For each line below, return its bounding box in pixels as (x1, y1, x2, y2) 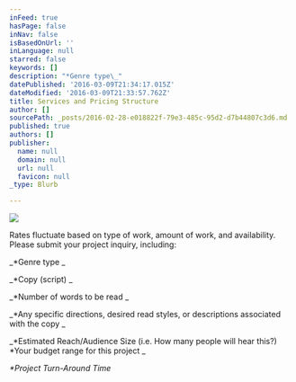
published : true (9, 122, 70, 131)
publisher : (9, 138, 50, 147)
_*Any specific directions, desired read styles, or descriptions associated (9, 309, 282, 320)
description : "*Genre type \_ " (9, 72, 123, 81)
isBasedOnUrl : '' (9, 38, 75, 48)
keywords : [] (9, 64, 58, 73)
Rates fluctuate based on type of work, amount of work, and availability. (9, 230, 276, 241)
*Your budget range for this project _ (9, 345, 146, 356)
